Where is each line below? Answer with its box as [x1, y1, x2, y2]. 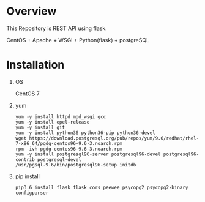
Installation [6, 58, 65, 72]
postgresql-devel [37, 156, 81, 163]
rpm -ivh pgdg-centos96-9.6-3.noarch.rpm [15, 146, 122, 152]
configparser [15, 190, 49, 196]
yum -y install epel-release [15, 119, 90, 125]
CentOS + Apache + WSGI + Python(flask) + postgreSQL [6, 36, 150, 43]
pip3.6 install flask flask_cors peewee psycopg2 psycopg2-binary [15, 184, 188, 190]
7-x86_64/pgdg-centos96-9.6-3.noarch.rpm [15, 140, 122, 146]
